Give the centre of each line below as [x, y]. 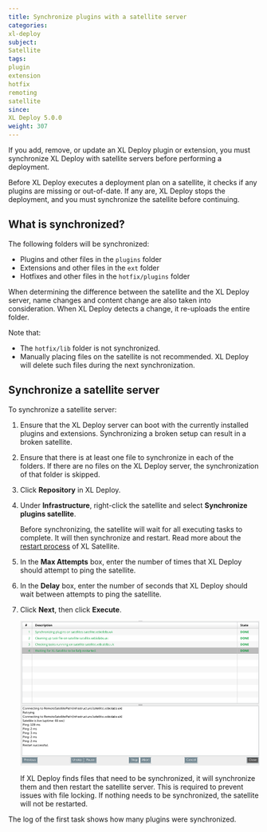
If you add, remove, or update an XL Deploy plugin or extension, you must [130, 150]
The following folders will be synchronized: [79, 244]
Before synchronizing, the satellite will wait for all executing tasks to [131, 529]
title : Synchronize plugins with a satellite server [98, 17]
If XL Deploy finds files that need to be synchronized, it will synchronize [137, 779]
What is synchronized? [67, 225]
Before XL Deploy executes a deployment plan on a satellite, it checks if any [133, 182]
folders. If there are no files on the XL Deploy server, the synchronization [139, 466]
